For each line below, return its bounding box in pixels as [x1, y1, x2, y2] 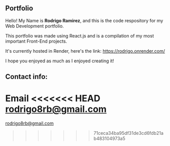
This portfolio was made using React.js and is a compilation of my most [5, 32, 154, 39]
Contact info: [5, 72, 48, 81]
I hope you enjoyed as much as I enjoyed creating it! [5, 58, 114, 64]
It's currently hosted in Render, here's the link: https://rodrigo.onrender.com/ [5, 48, 165, 54]
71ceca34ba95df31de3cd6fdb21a [93, 130, 164, 136]
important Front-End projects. [5, 38, 67, 44]
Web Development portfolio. [5, 23, 64, 29]
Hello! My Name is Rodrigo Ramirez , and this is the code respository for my [5, 17, 163, 23]
